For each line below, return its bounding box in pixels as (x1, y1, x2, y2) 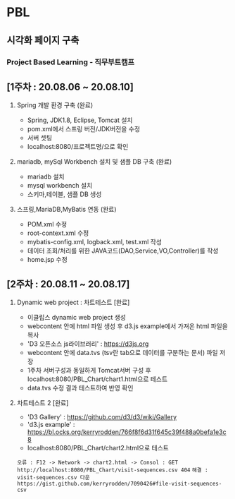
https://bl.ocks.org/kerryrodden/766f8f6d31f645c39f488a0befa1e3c (27, 428, 227, 436)
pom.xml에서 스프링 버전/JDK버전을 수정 (27, 125, 141, 133)
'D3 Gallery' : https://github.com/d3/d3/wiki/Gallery (27, 413, 177, 421)
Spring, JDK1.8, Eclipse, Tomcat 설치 (27, 116, 133, 124)
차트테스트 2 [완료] (16, 399, 69, 407)
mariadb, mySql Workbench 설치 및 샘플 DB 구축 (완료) (16, 157, 172, 166)
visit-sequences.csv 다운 (16, 474, 90, 481)
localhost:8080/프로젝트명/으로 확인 (27, 143, 129, 151)
